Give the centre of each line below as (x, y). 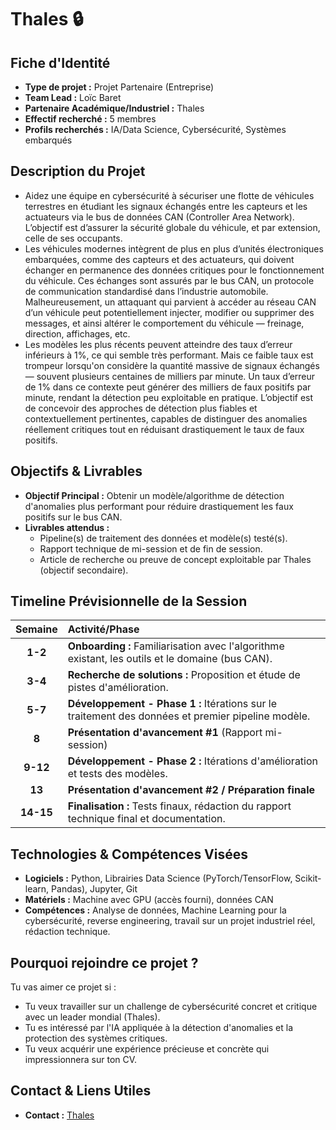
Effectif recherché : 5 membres (90, 119)
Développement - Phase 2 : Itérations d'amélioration (193, 761)
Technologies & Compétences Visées (129, 854)
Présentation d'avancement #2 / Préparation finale (191, 790)
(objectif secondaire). (84, 570)
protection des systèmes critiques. (96, 1038)
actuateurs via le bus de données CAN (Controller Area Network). (159, 217)
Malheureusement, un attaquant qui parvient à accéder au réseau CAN (170, 302)
